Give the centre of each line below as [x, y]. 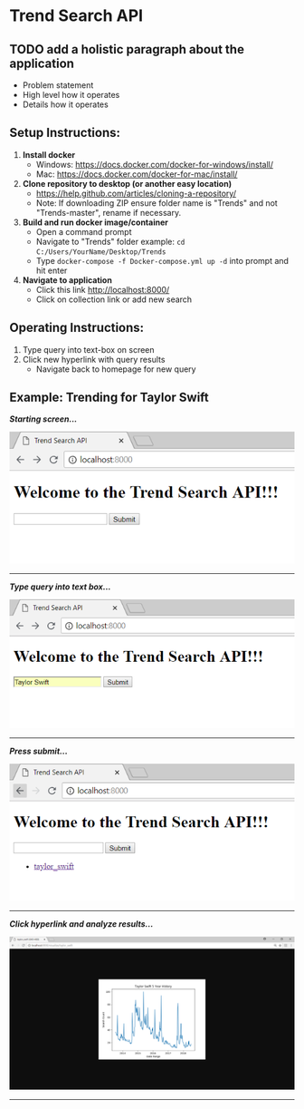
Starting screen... [43, 419]
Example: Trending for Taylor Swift [109, 398]
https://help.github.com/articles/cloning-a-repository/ [136, 193]
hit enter [52, 270]
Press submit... [38, 751]
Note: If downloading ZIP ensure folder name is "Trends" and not [157, 203]
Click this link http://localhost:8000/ [103, 289]
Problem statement [58, 85]
